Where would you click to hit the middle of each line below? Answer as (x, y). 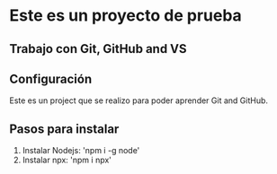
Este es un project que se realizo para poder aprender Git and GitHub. (138, 100)
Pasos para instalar (64, 129)
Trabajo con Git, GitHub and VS (98, 49)
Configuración (51, 78)
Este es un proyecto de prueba (126, 16)
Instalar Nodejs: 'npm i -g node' (81, 151)
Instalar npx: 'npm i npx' (67, 160)
